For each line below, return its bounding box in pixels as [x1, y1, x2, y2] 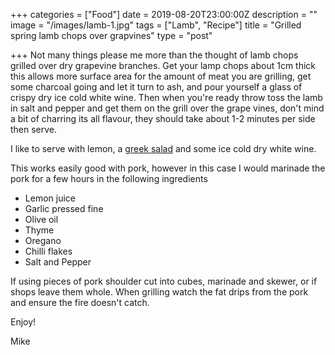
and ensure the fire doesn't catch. [10, 297, 150, 308]
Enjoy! [10, 316, 37, 328]
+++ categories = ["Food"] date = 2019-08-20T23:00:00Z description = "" [10, 9, 318, 20]
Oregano [24, 235, 62, 246]
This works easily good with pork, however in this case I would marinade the [10, 162, 326, 174]
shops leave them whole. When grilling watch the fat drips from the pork [10, 286, 309, 298]
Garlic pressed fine [24, 203, 104, 214]
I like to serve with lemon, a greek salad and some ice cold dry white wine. [10, 143, 317, 154]
